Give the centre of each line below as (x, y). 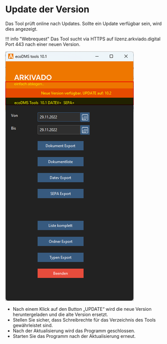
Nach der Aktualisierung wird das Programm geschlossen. (74, 331)
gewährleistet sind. (33, 325)
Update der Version (47, 9)
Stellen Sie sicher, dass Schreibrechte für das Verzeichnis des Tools (84, 320)
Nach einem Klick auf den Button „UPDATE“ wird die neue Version (82, 309)
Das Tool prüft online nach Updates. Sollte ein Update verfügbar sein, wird (83, 23)
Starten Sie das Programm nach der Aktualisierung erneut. (74, 336)
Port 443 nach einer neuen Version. (43, 44)
